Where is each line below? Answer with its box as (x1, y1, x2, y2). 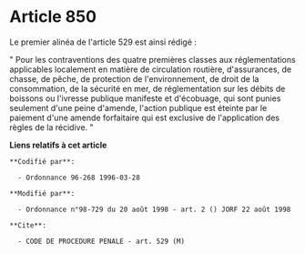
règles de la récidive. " (9, 121, 94, 133)
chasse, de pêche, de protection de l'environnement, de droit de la (9, 73, 259, 84)
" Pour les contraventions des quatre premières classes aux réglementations (9, 54, 296, 65)
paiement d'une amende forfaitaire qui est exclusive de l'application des (9, 112, 280, 123)
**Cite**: (9, 220, 47, 229)
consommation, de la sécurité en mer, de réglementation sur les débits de (9, 83, 286, 94)
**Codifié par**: (9, 157, 76, 166)
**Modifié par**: (9, 188, 76, 198)
